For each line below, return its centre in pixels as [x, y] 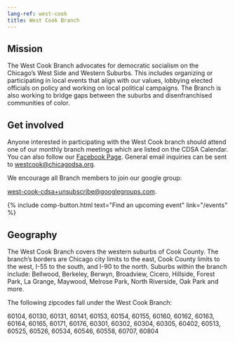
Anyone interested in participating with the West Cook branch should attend [117, 142]
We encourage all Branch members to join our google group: [95, 178]
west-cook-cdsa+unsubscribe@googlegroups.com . [82, 192]
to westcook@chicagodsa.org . [52, 164]
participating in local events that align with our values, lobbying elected [110, 81]
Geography [32, 235]
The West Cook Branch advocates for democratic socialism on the [103, 66]
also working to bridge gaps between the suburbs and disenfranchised [110, 96]
